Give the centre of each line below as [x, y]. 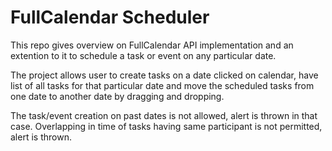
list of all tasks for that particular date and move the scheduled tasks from [162, 85]
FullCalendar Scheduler [110, 17]
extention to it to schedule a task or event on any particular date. [143, 55]
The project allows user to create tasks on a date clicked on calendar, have [164, 75]
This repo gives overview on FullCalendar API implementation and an [152, 45]
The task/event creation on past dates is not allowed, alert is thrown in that [164, 115]
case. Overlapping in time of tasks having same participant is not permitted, [166, 126]
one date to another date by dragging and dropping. [117, 96]
